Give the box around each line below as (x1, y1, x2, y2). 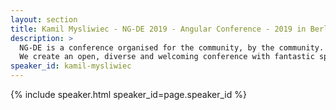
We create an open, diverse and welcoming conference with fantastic (19, 52, 315, 62)
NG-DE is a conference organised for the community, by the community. (19, 42, 325, 53)
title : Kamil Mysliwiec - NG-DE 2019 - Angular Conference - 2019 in (10, 24, 307, 34)
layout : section (10, 14, 78, 25)
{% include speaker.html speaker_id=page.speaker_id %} (10, 89, 247, 100)
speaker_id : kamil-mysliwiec (10, 61, 132, 71)
